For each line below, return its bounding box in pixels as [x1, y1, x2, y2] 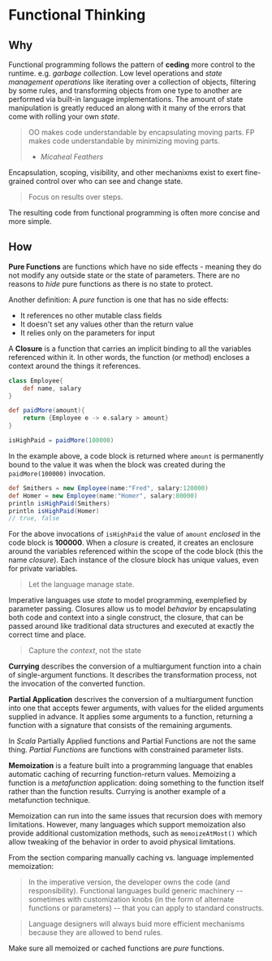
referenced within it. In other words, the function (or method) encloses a [8, 352, 250, 362]
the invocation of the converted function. [8, 678, 145, 689]
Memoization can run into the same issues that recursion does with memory [8, 811, 262, 821]
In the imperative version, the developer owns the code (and [28, 877, 231, 887]
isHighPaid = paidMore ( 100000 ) [8, 437, 114, 445]
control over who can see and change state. [36, 177, 183, 186]
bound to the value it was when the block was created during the [8, 459, 226, 469]
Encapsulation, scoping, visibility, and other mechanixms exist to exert [8, 168, 244, 177]
